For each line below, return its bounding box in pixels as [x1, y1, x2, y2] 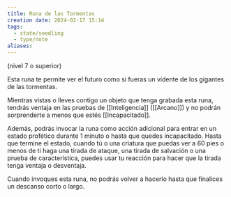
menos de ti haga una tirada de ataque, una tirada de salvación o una [7, 147, 206, 155]
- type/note [13, 36, 49, 43]
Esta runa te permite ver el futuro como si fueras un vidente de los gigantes [7, 75, 225, 84]
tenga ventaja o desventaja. [7, 161, 87, 169]
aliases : [7, 42, 33, 49]
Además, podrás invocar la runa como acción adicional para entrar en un [7, 125, 217, 132]
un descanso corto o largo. [7, 182, 85, 190]
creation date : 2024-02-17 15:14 [7, 17, 105, 24]
